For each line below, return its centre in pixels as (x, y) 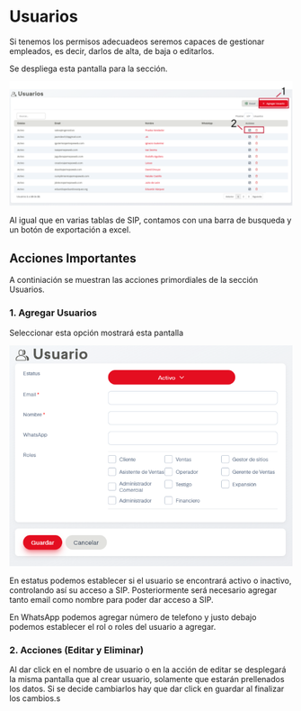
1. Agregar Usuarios (53, 313)
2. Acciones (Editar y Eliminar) (77, 650)
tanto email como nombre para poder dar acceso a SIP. (111, 599)
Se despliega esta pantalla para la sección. (89, 68)
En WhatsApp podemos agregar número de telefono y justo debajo (133, 617)
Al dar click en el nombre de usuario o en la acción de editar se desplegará (148, 670)
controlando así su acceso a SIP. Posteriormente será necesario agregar (143, 590)
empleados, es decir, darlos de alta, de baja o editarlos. (112, 50)
